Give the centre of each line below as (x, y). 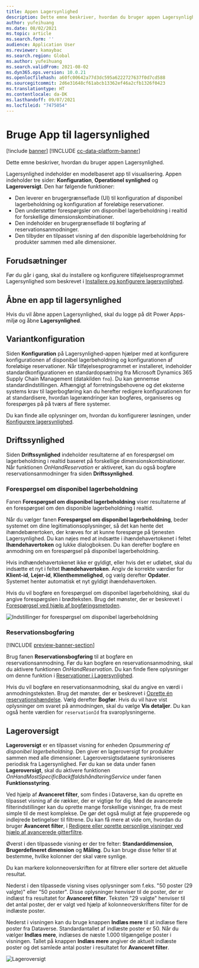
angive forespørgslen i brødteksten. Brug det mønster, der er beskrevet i (94, 599)
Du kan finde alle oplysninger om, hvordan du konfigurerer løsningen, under (99, 415)
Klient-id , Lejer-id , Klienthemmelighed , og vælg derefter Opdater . (88, 575)
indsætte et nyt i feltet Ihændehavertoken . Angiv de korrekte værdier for (95, 568)
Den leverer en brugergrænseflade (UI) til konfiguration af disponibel (98, 198)
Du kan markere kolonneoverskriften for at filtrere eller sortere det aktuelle (97, 868)
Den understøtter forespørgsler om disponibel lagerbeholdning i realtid (101, 210)
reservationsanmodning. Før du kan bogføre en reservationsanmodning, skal (99, 663)
